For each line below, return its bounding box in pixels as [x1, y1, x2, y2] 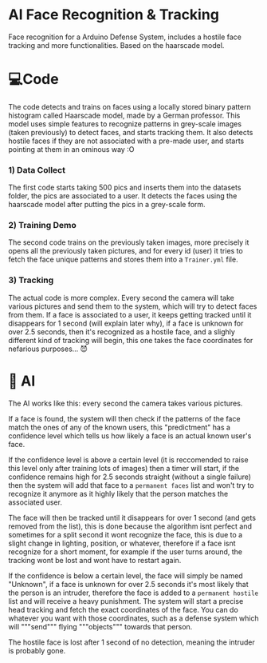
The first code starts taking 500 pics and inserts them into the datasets [8, 182, 241, 193]
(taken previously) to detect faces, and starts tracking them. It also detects [8, 127, 253, 137]
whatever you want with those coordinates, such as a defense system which [8, 613, 259, 623]
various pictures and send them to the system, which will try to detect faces [8, 302, 257, 311]
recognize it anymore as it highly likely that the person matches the [8, 489, 229, 498]
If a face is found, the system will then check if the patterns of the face [8, 413, 241, 423]
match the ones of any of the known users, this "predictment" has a [8, 422, 231, 432]
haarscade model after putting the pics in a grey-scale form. [8, 200, 206, 210]
